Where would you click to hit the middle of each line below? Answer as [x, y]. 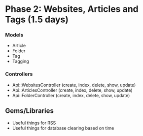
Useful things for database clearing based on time [63, 128]
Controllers [19, 74]
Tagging [21, 61]
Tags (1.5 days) [37, 19]
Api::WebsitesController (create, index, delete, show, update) [74, 85]
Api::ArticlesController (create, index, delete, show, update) [72, 90]
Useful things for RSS [34, 123]
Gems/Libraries [30, 111]
